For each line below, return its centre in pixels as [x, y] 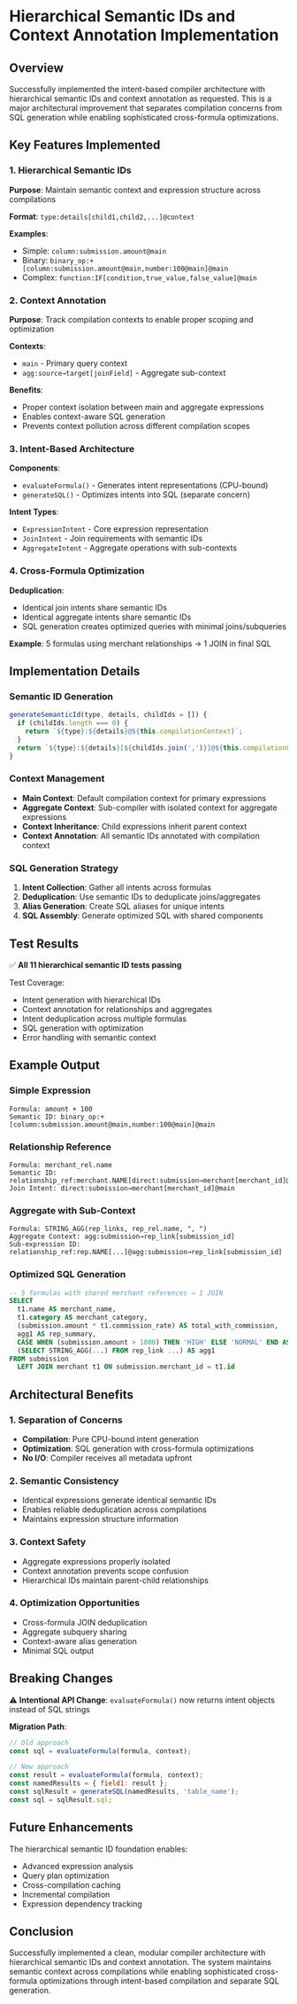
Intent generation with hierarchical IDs [91, 1000]
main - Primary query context [75, 363]
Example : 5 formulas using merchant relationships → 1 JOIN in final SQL [140, 643]
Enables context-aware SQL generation [94, 416]
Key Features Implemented [85, 145]
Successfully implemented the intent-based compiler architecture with [137, 89]
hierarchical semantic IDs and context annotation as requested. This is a [141, 98]
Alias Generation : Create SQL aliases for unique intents [123, 907]
